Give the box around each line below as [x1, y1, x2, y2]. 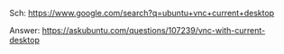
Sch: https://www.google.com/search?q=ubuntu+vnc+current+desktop [9, 8, 275, 18]
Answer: [9, 25, 41, 35]
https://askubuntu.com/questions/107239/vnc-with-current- [41, 25, 266, 35]
